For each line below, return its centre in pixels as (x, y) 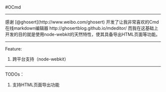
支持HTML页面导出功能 (36, 85)
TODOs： (15, 74)
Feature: (14, 49)
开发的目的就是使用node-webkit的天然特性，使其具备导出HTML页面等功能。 (83, 34)
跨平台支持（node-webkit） (41, 59)
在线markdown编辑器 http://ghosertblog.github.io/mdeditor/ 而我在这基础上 (82, 28)
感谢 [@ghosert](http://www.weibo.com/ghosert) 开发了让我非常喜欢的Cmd (82, 22)
